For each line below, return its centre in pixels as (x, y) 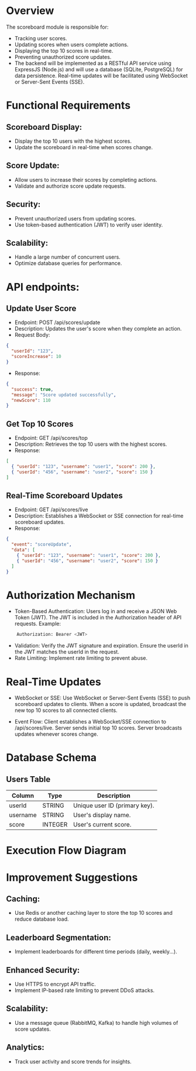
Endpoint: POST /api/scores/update (57, 322)
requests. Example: (38, 624)
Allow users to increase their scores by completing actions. (86, 180)
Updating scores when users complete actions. (71, 44)
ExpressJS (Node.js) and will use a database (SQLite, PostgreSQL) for (99, 69)
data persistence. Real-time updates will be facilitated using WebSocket (101, 75)
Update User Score (41, 308)
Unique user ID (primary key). (114, 805)
